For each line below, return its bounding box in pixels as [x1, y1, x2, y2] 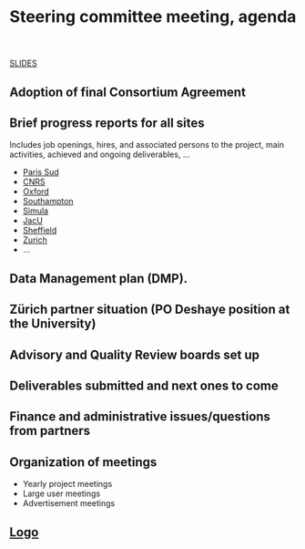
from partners [9, 423, 91, 439]
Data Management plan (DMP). [9, 271, 188, 286]
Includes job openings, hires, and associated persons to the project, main [9, 140, 285, 150]
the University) [9, 316, 97, 332]
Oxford [22, 186, 50, 197]
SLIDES [9, 57, 38, 69]
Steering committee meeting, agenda [9, 6, 297, 27]
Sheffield [22, 225, 57, 236]
